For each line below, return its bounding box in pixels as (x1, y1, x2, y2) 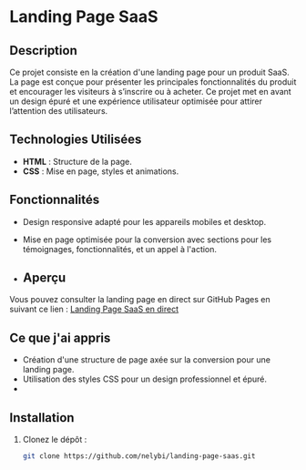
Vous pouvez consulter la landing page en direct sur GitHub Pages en (9, 294, 270, 305)
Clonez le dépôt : (22, 434, 87, 445)
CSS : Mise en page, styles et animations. (22, 166, 179, 177)
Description (9, 43, 77, 58)
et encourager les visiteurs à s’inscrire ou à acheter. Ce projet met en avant (9, 87, 291, 97)
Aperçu (22, 271, 66, 286)
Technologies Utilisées (9, 132, 142, 148)
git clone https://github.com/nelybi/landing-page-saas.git (22, 452, 256, 461)
